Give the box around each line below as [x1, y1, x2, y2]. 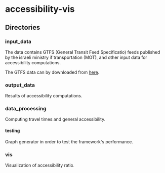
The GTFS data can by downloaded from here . [5, 69, 100, 75]
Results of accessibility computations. [5, 93, 82, 99]
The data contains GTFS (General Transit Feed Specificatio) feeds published [5, 49, 161, 55]
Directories [5, 23, 41, 32]
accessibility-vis [5, 3, 75, 15]
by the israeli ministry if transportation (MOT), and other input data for [5, 54, 147, 60]
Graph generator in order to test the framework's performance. [5, 138, 133, 144]
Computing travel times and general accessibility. [5, 116, 106, 122]
